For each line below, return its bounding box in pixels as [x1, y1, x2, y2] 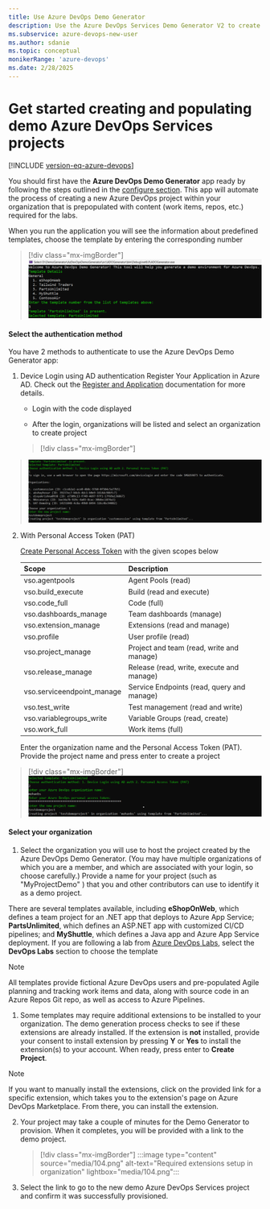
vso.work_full [23, 725, 68, 735]
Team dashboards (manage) [128, 609, 223, 619]
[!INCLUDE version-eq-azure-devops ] [8, 160, 134, 170]
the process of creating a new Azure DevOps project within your [8, 193, 221, 203]
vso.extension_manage [23, 620, 100, 630]
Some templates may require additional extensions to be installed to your [19, 1010, 261, 1020]
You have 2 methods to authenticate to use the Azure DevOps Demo [8, 347, 235, 357]
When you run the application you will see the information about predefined [8, 226, 259, 235]
